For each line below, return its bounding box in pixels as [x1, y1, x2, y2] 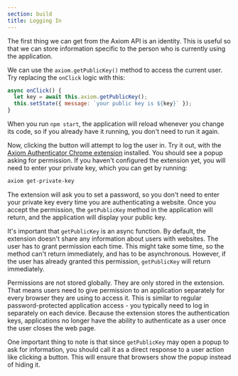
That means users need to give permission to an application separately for [7, 286, 225, 294]
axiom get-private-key [7, 177, 75, 184]
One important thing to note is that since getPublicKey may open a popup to [7, 338, 229, 346]
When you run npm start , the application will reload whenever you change [7, 120, 225, 128]
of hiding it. [7, 360, 40, 369]
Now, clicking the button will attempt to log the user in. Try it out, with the [7, 141, 222, 150]
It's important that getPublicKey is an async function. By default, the [7, 226, 206, 235]
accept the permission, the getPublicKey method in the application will [7, 205, 213, 214]
